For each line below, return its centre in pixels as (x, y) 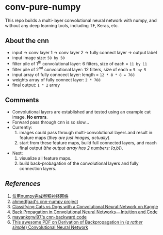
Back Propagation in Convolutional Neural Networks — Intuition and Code (85, 212)
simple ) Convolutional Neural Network (50, 227)
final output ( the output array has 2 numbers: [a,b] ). (71, 148)
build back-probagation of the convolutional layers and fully (79, 163)
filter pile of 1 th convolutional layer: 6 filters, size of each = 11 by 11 (79, 63)
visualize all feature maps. (45, 158)
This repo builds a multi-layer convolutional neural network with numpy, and (81, 20)
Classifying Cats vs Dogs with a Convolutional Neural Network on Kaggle (85, 206)
